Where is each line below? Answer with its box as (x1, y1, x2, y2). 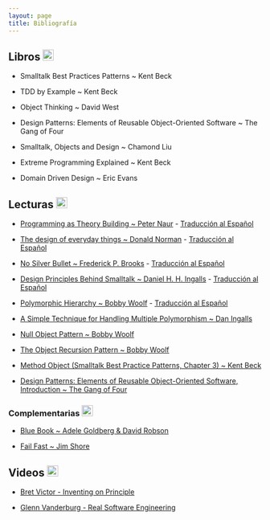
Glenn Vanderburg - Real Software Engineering (19, 503, 176, 513)
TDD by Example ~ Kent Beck (19, 87, 118, 96)
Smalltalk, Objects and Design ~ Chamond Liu (19, 142, 173, 152)
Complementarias (8, 407, 80, 419)
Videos (8, 465, 45, 479)
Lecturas (8, 198, 54, 211)
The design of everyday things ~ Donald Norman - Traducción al (19, 235, 235, 244)
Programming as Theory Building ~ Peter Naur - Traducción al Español (19, 219, 255, 229)
